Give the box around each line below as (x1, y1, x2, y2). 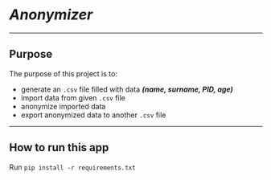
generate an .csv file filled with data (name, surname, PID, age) (20, 84, 234, 94)
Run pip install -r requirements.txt (9, 162, 136, 172)
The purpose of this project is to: (9, 68, 117, 78)
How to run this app (9, 141, 109, 154)
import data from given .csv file (20, 92, 125, 102)
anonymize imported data (20, 101, 106, 111)
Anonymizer (9, 6, 93, 24)
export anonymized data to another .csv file (20, 110, 166, 120)
